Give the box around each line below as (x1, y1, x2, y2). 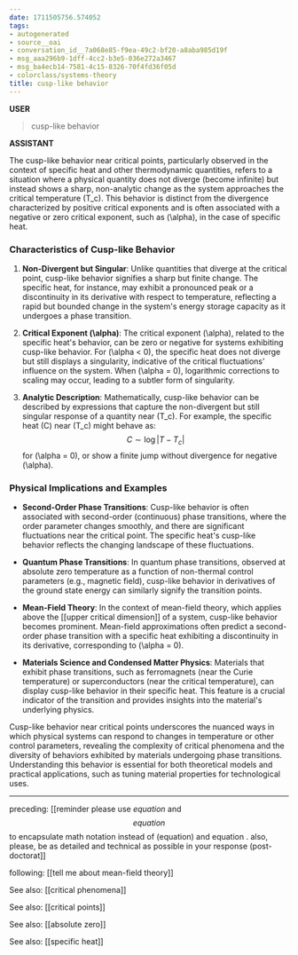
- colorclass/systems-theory (9, 71, 117, 80)
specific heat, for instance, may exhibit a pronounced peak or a (21, 281, 255, 293)
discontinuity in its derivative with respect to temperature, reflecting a (21, 291, 277, 302)
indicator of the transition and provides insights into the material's (21, 695, 263, 706)
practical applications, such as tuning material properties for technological (9, 769, 281, 779)
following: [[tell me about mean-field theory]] (9, 867, 175, 879)
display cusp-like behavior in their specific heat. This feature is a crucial (21, 685, 286, 697)
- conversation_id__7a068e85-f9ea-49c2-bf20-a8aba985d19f (9, 46, 228, 55)
